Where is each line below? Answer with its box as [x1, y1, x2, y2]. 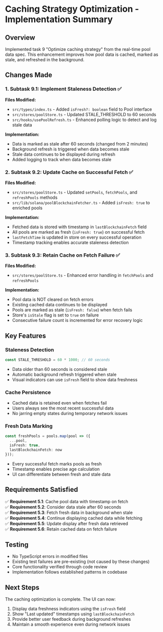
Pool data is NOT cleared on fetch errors [12, 296, 94, 302]
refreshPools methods [12, 194, 58, 200]
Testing [5, 540, 29, 549]
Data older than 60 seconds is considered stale [12, 366, 107, 372]
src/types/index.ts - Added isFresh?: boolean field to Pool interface [12, 106, 152, 112]
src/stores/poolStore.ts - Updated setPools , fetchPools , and [12, 189, 138, 195]
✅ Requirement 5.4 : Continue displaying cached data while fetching [5, 515, 143, 521]
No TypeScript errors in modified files [12, 554, 88, 559]
